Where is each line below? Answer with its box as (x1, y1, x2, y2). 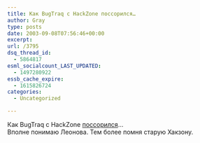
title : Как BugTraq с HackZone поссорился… (7, 10, 136, 18)
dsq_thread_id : (7, 50, 52, 57)
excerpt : (7, 36, 33, 43)
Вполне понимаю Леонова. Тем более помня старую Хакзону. (7, 128, 194, 136)
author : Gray (7, 17, 45, 24)
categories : (7, 88, 42, 95)
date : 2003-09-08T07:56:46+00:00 (7, 29, 105, 37)
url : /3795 (7, 43, 39, 50)
